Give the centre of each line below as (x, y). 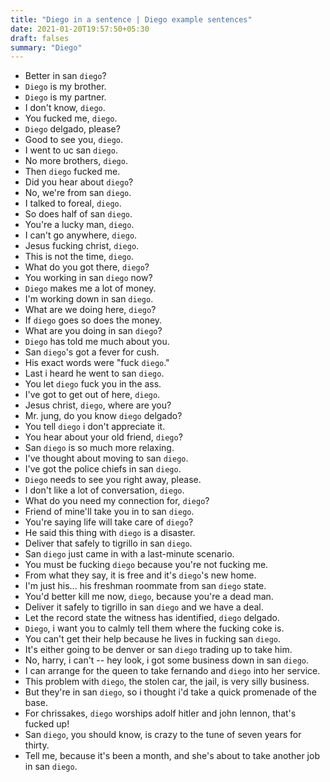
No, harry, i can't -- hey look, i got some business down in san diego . (167, 660)
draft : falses (40, 38)
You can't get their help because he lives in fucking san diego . (153, 639)
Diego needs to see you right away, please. (113, 480)
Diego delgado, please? (72, 129)
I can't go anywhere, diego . (81, 235)
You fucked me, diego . (71, 118)
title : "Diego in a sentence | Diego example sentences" (131, 19)
